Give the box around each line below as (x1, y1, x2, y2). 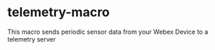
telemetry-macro (7, 4, 110, 20)
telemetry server (7, 35, 56, 43)
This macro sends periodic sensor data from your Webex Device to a (7, 27, 209, 36)
